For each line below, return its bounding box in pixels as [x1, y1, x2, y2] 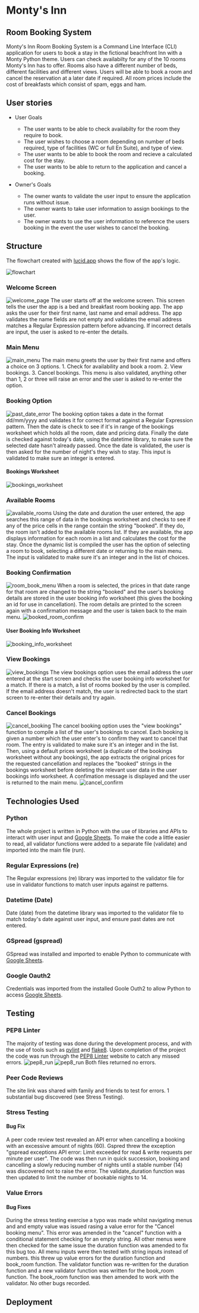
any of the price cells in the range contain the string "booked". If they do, [6, 522, 185, 529]
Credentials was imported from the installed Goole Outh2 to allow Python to [6, 985, 191, 992]
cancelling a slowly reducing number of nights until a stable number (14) [6, 1162, 183, 1169]
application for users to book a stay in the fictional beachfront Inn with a [6, 49, 182, 56]
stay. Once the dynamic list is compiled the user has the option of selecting [6, 541, 190, 548]
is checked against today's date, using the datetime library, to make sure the [6, 435, 193, 442]
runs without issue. [23, 198, 71, 205]
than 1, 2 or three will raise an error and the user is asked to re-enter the [6, 375, 182, 383]
